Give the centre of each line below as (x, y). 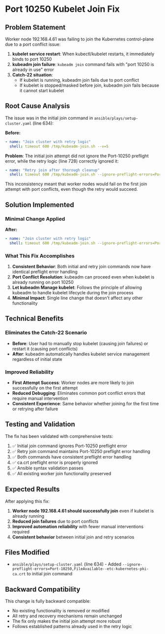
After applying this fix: (27, 501)
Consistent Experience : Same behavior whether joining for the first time (85, 404)
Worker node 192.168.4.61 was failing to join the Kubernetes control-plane (80, 39)
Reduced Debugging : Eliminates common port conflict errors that (79, 393)
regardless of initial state (37, 359)
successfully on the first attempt (45, 388)
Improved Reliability (29, 372)
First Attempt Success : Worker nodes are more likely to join (73, 383)
